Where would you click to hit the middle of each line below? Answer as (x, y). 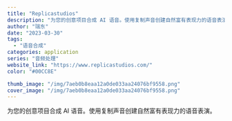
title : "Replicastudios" (43, 13)
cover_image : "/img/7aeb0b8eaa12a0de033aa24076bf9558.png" (94, 91)
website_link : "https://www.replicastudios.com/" (80, 65)
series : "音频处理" (33, 59)
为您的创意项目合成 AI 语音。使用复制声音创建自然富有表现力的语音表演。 (112, 111)
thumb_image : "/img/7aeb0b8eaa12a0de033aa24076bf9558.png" (94, 84)
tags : (15, 39)
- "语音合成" (30, 46)
